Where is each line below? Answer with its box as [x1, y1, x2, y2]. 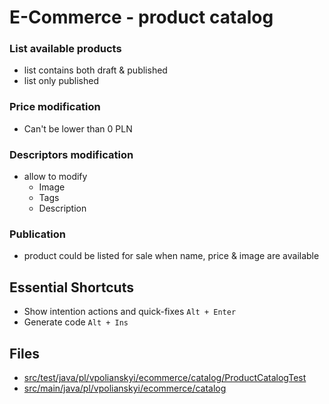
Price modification [9, 100, 101, 114]
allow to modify [23, 171, 88, 183]
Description [38, 202, 87, 215]
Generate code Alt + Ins [23, 316, 129, 328]
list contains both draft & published [23, 64, 168, 76]
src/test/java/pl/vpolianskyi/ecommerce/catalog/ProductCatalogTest [23, 372, 307, 383]
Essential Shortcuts [9, 279, 134, 296]
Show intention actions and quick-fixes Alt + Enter [23, 306, 237, 318]
